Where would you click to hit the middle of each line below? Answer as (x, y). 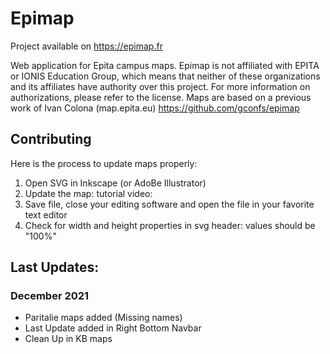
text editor (46, 214)
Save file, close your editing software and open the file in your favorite (169, 204)
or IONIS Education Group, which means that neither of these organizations (165, 76)
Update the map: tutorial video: (88, 193)
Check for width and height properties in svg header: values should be (170, 225)
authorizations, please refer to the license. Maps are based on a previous (161, 97)
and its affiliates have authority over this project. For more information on (160, 86)
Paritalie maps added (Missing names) (103, 318)
